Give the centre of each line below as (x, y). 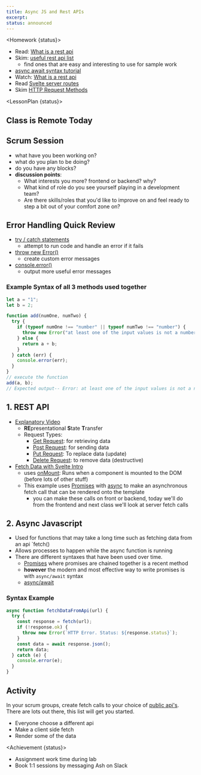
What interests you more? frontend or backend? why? (90, 181)
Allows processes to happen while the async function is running (94, 550)
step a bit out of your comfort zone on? (72, 206)
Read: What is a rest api (44, 52)
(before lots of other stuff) (56, 479)
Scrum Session (35, 141)
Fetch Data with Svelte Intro (49, 466)
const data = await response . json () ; (64, 644)
